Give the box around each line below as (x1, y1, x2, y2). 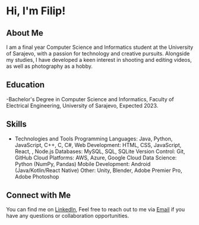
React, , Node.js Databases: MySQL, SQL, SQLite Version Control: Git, (14, 148, 185, 155)
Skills (6, 119, 27, 129)
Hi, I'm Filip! (6, 4, 66, 18)
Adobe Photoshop (14, 173, 59, 180)
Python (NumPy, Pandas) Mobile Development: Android (14, 160, 151, 167)
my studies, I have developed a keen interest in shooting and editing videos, (6, 57, 192, 63)
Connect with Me (6, 190, 71, 201)
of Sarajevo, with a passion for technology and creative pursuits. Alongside (6, 50, 190, 57)
